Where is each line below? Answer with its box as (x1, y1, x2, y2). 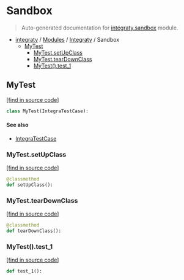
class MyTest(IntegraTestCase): (6, 108, 89, 114)
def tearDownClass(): (6, 228, 62, 234)
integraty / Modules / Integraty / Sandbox (15, 36, 120, 43)
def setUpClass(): (6, 182, 53, 188)
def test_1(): (6, 268, 43, 274)
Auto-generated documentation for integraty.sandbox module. (21, 24, 178, 31)
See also (6, 121, 29, 129)
